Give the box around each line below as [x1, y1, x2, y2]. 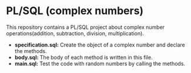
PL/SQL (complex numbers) [6, 4, 144, 18]
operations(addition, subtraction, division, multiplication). [6, 29, 144, 36]
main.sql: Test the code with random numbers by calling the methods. [14, 60, 186, 67]
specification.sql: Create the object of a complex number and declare [14, 41, 185, 48]
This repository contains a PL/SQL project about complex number [6, 24, 165, 31]
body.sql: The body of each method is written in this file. [14, 54, 153, 61]
